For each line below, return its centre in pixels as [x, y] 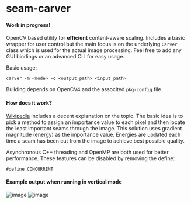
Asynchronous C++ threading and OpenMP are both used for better [88, 152]
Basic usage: [22, 68]
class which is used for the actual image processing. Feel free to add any [94, 50]
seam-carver [39, 8]
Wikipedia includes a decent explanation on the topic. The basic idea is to [95, 116]
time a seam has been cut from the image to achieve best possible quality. [95, 141]
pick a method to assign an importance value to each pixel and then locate [95, 122]
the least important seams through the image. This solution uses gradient [94, 128]
